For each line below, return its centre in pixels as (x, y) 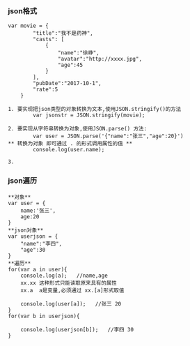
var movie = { (29, 26)
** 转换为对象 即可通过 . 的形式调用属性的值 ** (70, 144)
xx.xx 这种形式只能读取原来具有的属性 (69, 283)
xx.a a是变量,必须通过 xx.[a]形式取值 (72, 290)
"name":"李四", (41, 243)
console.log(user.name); (69, 150)
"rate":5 (46, 90)
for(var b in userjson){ (44, 316)
